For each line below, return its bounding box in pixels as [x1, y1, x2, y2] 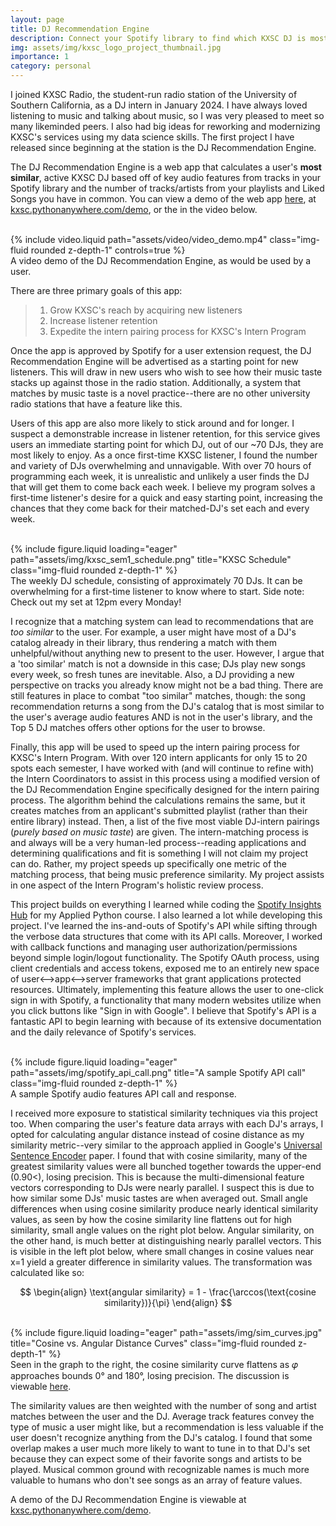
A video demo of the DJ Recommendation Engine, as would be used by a [10, 255, 312, 266]
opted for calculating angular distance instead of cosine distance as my [10, 1129, 305, 1140]
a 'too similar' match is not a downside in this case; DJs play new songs [10, 658, 306, 670]
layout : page [10, 14, 65, 25]
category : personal [10, 61, 92, 71]
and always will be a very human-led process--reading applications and [10, 837, 307, 848]
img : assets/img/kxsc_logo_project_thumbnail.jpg [10, 42, 222, 53]
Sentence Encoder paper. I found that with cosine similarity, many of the [10, 1150, 308, 1161]
